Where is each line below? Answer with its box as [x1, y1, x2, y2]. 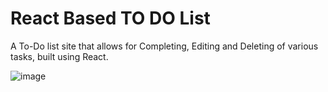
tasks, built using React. [10, 50, 109, 62]
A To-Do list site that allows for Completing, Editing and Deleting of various [10, 40, 319, 52]
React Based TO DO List [10, 7, 211, 30]
